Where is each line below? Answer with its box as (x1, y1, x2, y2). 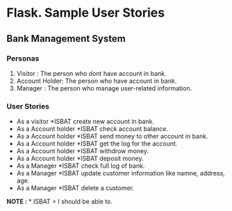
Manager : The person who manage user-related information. (16, 84, 192, 92)
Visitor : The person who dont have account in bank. (16, 69, 167, 77)
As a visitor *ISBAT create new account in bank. (16, 117, 154, 126)
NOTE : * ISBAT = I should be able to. (6, 197, 113, 206)
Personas (6, 54, 40, 63)
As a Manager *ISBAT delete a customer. (16, 184, 135, 192)
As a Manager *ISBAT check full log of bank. (16, 162, 145, 170)
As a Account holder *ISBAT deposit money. (16, 155, 144, 163)
